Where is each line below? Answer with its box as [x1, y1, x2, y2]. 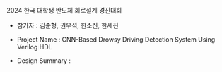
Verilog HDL [16, 43, 52, 51]
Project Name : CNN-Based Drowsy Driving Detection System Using [16, 35, 216, 44]
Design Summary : [16, 56, 71, 65]
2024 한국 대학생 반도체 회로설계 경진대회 [6, 6, 122, 14]
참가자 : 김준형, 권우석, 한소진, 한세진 [16, 21, 119, 30]
